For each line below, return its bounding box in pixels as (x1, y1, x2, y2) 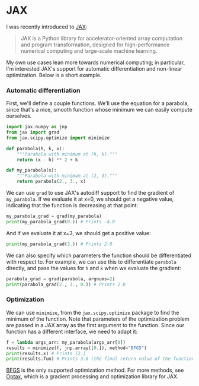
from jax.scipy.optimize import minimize (6, 135, 110, 141)
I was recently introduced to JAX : (6, 23, 88, 30)
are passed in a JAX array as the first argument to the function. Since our (6, 321, 185, 328)
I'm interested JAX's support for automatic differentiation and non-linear (6, 65, 182, 72)
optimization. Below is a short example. (6, 71, 102, 78)
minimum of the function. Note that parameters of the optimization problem (6, 315, 190, 322)
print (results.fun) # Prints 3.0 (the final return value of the (6, 356, 171, 362)
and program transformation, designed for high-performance (20, 41, 170, 48)
